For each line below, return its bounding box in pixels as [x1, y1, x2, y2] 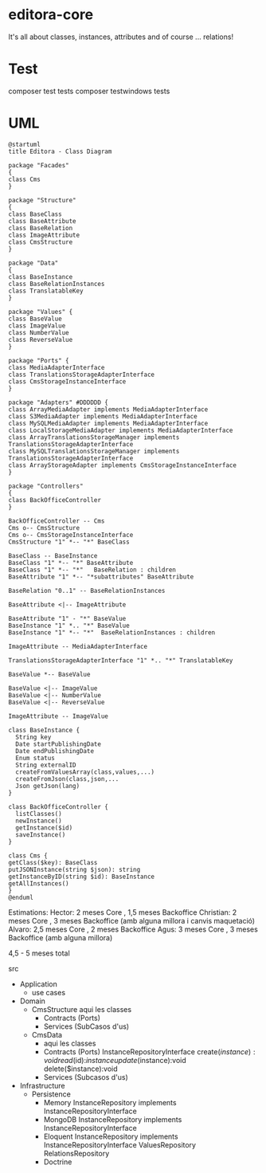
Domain [19, 996, 46, 1006]
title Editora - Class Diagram [8, 147, 112, 155]
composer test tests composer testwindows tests [8, 86, 170, 96]
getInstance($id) [15, 823, 73, 832]
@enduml [8, 893, 34, 901]
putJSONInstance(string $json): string [8, 865, 141, 873]
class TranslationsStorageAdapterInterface [8, 371, 155, 379]
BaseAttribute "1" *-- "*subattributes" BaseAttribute [8, 572, 194, 581]
